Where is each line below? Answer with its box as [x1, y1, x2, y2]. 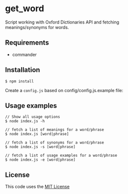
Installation [5, 66, 40, 74]
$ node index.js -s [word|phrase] [5, 145, 76, 149]
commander [12, 51, 37, 57]
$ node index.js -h [5, 119, 45, 124]
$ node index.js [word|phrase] [5, 132, 69, 137]
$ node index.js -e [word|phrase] [5, 157, 76, 162]
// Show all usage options [5, 115, 60, 120]
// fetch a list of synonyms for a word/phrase [5, 140, 104, 145]
